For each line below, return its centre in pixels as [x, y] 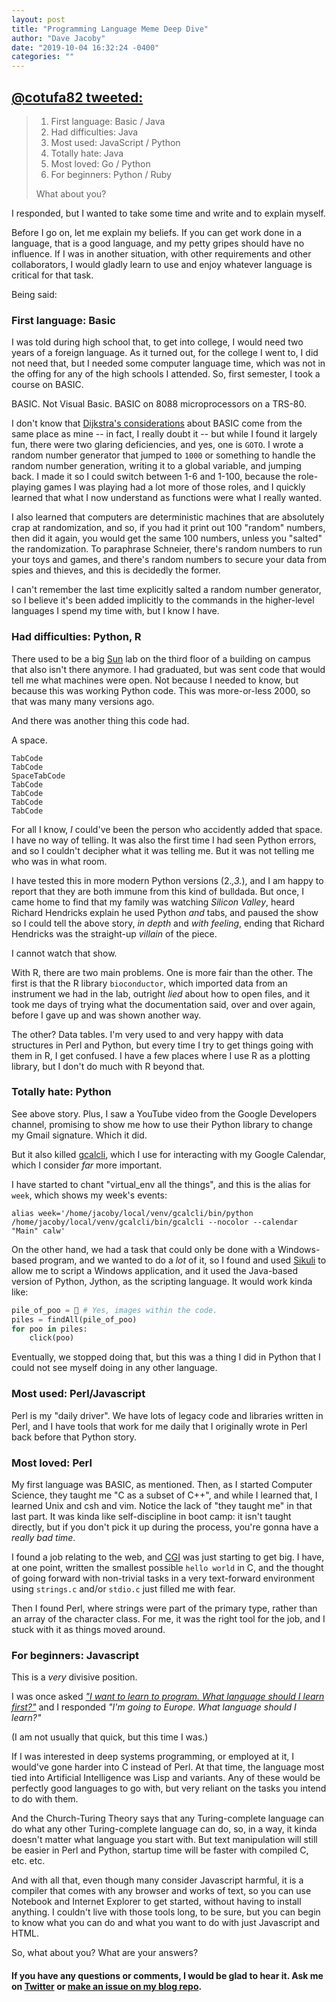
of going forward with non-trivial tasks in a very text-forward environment [163, 1578]
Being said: [34, 294]
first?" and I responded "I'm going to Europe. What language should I [154, 1707]
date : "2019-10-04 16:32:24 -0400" [85, 47]
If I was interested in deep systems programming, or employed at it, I [152, 1757]
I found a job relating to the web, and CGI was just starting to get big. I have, [168, 1557]
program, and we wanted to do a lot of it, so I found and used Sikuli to [183, 1260]
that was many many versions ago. [83, 701]
